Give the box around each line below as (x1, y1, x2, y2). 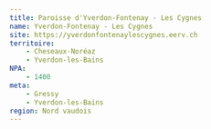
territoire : (9, 38, 55, 48)
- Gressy (26, 89, 59, 98)
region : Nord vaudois (9, 106, 92, 115)
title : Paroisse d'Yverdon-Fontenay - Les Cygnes (9, 13, 203, 23)
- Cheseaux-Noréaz (26, 47, 96, 56)
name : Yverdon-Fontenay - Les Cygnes (9, 22, 153, 31)
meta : (9, 81, 30, 90)
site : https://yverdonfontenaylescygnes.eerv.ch (9, 30, 198, 39)
